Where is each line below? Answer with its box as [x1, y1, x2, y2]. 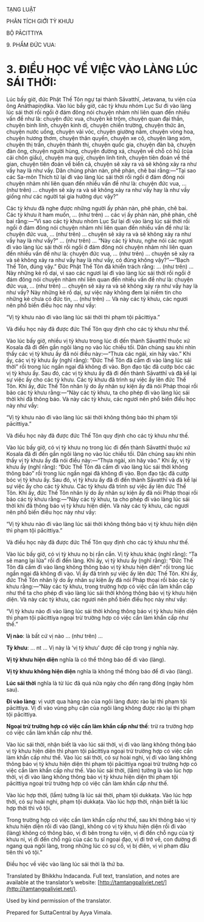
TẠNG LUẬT [6, 6, 37, 13]
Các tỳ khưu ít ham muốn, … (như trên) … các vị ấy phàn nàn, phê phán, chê [6, 211, 197, 218]
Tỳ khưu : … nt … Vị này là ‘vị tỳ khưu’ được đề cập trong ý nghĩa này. [6, 644, 179, 651]
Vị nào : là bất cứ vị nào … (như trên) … [6, 632, 104, 639]
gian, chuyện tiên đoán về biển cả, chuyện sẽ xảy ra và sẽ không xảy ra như [6, 160, 197, 168]
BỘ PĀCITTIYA [6, 29, 43, 37]
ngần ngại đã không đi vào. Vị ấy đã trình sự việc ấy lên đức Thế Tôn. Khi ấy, [6, 570, 199, 577]
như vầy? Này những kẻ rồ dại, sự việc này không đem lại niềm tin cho [6, 288, 182, 296]
